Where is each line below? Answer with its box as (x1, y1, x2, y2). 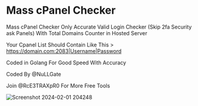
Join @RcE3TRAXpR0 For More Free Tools (6, 82, 111, 89)
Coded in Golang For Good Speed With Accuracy (6, 59, 127, 66)
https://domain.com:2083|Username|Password (6, 47, 122, 54)
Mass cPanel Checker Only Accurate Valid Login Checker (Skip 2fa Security (6, 23, 192, 30)
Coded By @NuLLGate (6, 70, 61, 77)
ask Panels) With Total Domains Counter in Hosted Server (6, 29, 147, 36)
